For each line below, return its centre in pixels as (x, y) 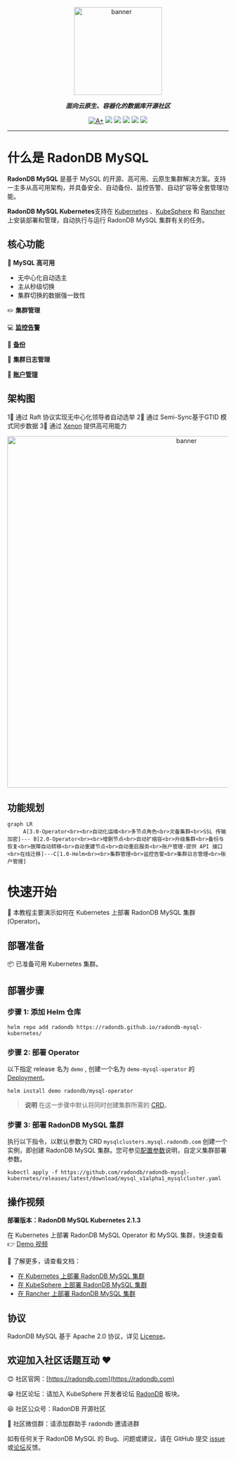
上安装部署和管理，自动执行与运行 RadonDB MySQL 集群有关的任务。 (108, 220)
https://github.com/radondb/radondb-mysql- (125, 1172)
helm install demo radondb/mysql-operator (70, 1091)
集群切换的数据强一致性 (51, 295)
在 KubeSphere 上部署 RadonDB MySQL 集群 (82, 1285)
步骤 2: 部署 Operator (43, 1052)
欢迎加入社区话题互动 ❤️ (59, 1361)
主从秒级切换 (36, 286)
